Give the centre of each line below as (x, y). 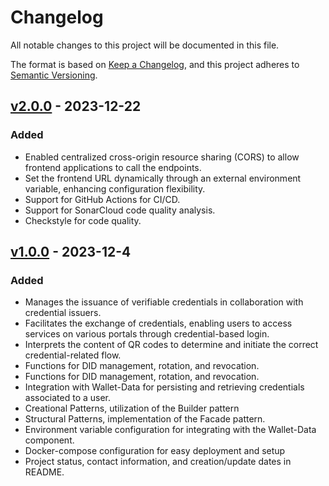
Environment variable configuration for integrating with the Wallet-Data (170, 430)
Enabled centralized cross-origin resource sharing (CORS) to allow (162, 157)
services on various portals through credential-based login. (147, 334)
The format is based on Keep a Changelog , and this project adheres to (155, 64)
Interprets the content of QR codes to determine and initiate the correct (171, 345)
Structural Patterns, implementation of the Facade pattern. (145, 419)
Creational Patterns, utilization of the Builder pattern (132, 408)
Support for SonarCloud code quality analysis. (120, 210)
